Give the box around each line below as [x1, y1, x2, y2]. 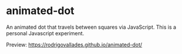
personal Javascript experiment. [6, 29, 85, 36]
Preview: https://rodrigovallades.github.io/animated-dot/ [6, 41, 143, 48]
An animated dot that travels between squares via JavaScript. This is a [6, 23, 177, 31]
